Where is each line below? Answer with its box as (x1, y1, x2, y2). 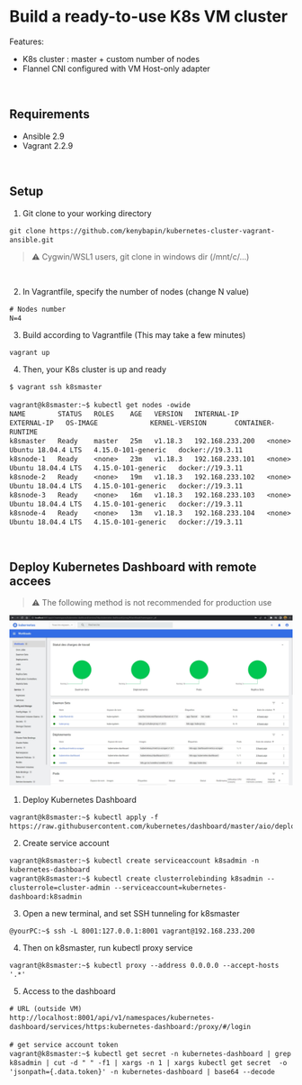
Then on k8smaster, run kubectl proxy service (22, 942, 193, 953)
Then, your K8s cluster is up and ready (22, 363, 167, 375)
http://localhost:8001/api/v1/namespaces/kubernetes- (9, 1013, 216, 1022)
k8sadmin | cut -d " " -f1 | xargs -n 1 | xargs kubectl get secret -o (9, 1058, 288, 1067)
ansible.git (9, 235, 54, 244)
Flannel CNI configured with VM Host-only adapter (22, 63, 211, 74)
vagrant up (9, 348, 50, 357)
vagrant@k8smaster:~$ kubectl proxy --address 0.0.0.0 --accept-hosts (9, 961, 280, 970)
